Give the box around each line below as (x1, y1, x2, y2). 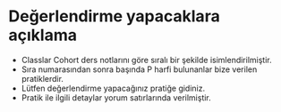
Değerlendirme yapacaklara (8, 6, 220, 27)
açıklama (8, 25, 78, 45)
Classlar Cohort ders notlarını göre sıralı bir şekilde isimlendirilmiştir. (21, 54, 272, 65)
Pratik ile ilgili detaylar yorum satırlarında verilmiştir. (21, 92, 211, 103)
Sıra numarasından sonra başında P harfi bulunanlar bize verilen (21, 64, 258, 75)
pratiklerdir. (21, 73, 64, 84)
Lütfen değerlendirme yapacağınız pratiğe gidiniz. (21, 83, 206, 93)
